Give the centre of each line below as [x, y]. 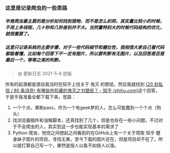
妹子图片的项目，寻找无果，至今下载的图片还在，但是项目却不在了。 [88, 139]
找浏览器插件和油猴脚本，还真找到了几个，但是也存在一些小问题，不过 [86, 120]
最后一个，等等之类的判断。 [34, 60]
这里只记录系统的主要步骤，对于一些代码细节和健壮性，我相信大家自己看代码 [85, 47]
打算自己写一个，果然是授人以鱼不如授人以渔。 [70, 145]
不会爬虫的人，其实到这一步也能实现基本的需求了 [68, 127]
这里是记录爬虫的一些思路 [36, 8]
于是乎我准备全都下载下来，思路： [41, 97]
